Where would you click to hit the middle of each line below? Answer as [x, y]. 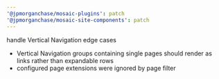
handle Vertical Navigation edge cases [62, 39]
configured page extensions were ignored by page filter [96, 68]
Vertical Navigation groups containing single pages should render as [114, 53]
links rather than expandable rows [65, 60]
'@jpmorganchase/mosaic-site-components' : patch [78, 20]
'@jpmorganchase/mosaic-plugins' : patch [66, 14]
